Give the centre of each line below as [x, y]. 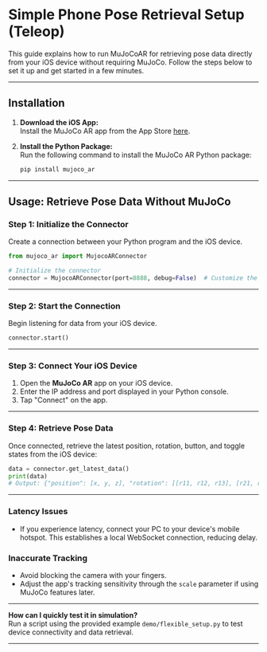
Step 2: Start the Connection [64, 306]
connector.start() [39, 338]
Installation [37, 103]
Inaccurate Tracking [48, 558]
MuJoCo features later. [57, 592]
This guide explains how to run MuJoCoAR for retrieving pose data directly [130, 53]
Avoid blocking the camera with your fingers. [93, 575]
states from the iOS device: [53, 454]
